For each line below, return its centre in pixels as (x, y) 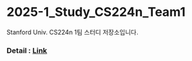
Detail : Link (27, 51)
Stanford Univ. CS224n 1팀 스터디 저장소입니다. (73, 32)
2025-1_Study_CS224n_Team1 (96, 12)
